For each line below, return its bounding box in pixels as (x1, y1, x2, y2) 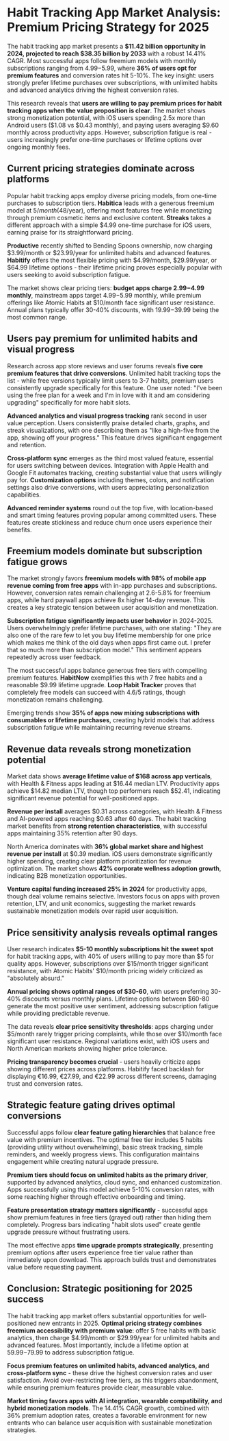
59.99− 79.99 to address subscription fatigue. (7, 1348, 135, 1356)
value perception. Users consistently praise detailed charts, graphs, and (7, 418, 211, 427)
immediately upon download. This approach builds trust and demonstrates (7, 1255, 217, 1263)
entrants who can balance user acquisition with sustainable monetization (7, 1418, 213, 1427)
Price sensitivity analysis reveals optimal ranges (7, 927, 218, 938)
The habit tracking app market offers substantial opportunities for (7, 1311, 191, 1320)
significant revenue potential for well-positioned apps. (7, 794, 159, 802)
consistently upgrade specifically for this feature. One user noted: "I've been (7, 383, 223, 392)
